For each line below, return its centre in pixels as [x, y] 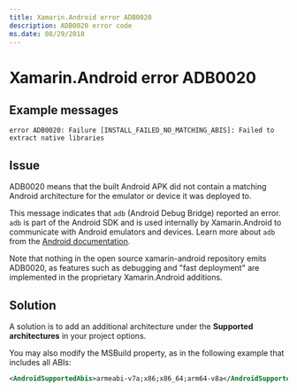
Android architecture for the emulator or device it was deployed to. [130, 196]
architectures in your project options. [78, 336]
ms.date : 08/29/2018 [47, 34]
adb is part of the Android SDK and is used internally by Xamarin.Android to [145, 223]
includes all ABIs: [40, 362]
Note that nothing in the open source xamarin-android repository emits [138, 258]
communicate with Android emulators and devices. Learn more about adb [142, 232]
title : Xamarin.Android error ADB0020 [80, 17]
